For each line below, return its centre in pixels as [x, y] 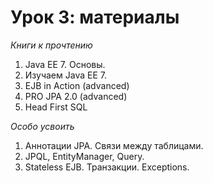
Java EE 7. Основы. [65, 64]
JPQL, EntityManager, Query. [84, 156]
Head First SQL [56, 107]
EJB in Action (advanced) [77, 85]
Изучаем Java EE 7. [65, 75]
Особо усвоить [42, 126]
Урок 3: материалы [95, 17]
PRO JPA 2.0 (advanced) [76, 96]
